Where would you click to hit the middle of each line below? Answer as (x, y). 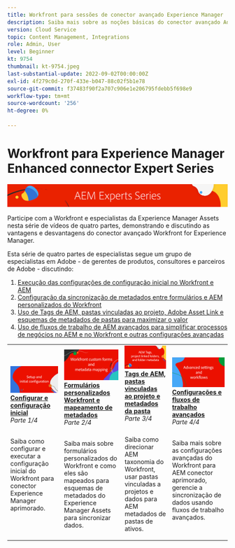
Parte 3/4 (138, 419)
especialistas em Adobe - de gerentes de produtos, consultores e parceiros (116, 262)
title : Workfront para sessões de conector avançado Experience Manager (115, 15)
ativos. (134, 529)
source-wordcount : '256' (43, 104)
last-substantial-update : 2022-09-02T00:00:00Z (78, 73)
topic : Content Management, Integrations (69, 37)
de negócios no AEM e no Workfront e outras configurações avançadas (121, 335)
